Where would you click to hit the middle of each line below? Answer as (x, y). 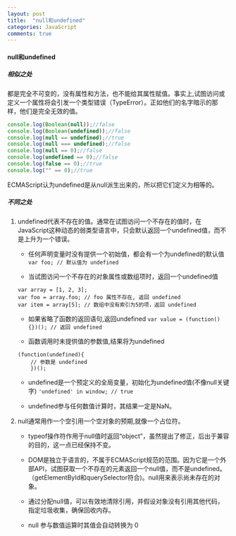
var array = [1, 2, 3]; (52, 290)
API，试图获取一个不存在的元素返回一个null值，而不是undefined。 (130, 468)
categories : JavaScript (42, 27)
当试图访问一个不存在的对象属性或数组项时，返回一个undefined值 (123, 276)
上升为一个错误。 (49, 239)
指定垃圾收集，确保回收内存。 (71, 510)
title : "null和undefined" (46, 20)
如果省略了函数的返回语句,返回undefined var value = (105, 319)
